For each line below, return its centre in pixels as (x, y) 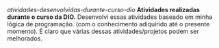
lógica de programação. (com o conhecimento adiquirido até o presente (108, 24)
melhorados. (25, 39)
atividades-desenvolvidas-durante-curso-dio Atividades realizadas (104, 10)
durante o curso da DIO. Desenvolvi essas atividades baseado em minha (110, 17)
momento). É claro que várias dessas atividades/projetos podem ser (103, 31)
